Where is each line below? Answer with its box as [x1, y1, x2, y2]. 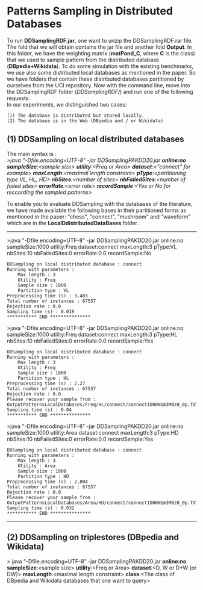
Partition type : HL [17, 375, 69, 381]
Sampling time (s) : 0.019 [7, 308, 75, 314]
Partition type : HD [17, 473, 69, 479]
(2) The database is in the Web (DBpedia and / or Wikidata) [7, 117, 164, 124]
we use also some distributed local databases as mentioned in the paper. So [7, 69, 196, 76]
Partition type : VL [17, 287, 69, 293]
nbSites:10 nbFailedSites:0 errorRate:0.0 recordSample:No [7, 249, 152, 256]
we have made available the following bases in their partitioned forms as [7, 206, 186, 214]
